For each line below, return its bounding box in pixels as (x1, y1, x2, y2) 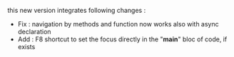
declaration (17, 28, 51, 36)
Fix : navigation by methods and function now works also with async (17, 20, 219, 28)
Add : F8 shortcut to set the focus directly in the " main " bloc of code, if (17, 35, 228, 43)
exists (17, 43, 36, 51)
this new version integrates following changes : (7, 6, 146, 14)
